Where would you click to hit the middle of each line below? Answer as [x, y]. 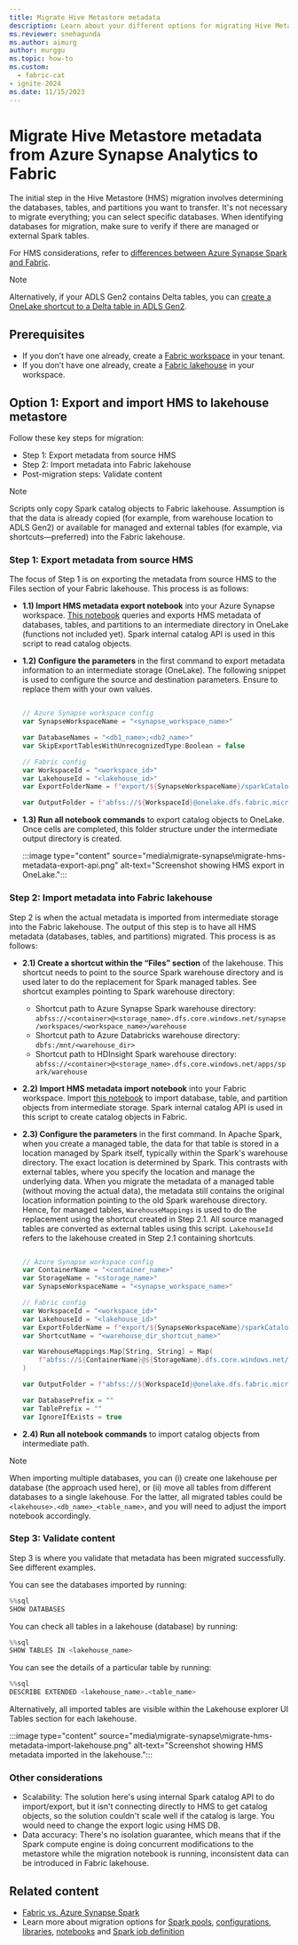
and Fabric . [30, 262]
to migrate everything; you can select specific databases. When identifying [146, 217]
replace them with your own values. [87, 689]
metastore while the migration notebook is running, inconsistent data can [155, 1853]
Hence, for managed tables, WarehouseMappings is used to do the [139, 1209]
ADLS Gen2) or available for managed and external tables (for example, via [146, 528]
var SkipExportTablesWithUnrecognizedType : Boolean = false [133, 746]
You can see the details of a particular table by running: [110, 1668]
